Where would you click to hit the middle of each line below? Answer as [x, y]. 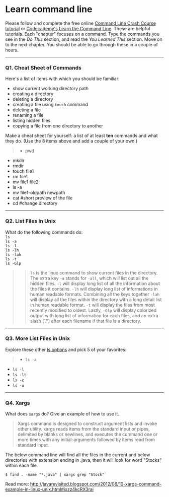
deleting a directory [33, 99]
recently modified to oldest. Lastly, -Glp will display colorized [93, 310]
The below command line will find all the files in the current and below [78, 455]
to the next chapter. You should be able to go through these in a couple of [82, 44]
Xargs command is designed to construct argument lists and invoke [87, 423]
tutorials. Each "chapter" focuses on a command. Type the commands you [82, 34]
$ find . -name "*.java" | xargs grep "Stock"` [56, 475]
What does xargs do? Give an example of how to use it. [62, 414]
